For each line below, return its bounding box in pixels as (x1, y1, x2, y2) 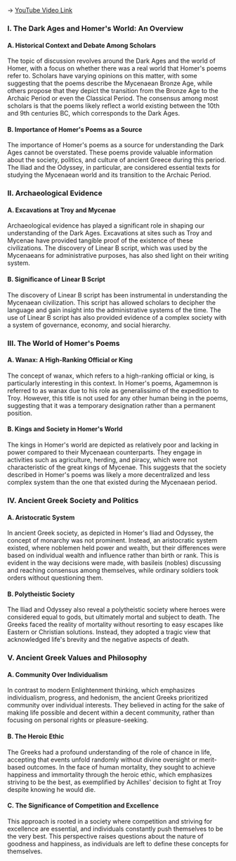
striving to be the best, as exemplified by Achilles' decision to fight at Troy (7, 778, 222, 786)
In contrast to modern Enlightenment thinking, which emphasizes (7, 686, 195, 695)
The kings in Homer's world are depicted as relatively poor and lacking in (7, 440, 219, 449)
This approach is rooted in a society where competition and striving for (7, 817, 213, 825)
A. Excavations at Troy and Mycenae (7, 206, 117, 214)
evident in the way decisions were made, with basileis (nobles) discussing (7, 559, 221, 567)
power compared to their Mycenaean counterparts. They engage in (7, 447, 202, 457)
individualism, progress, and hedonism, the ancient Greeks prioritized (7, 693, 209, 702)
